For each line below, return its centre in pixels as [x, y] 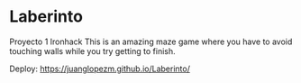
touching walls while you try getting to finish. [92, 51]
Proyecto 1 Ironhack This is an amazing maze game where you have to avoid [151, 41]
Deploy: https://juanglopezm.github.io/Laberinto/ [100, 69]
